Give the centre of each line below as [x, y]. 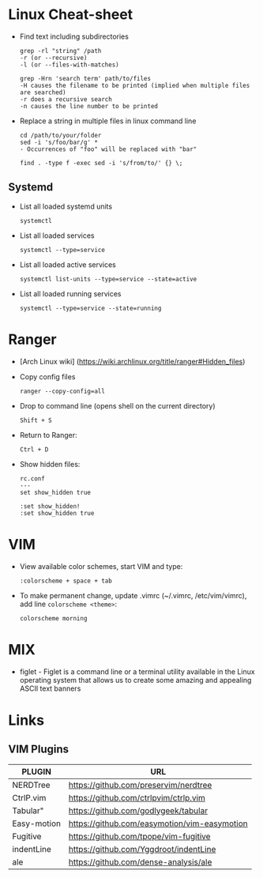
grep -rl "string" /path [60, 51]
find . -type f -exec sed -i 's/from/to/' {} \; [101, 163]
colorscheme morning [53, 618]
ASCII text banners [50, 688]
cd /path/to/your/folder [60, 135]
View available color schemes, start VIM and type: [101, 566]
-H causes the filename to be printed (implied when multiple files [135, 85]
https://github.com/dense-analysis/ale [140, 861]
